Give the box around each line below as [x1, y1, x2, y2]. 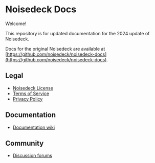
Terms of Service [12, 90, 50, 97]
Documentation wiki [12, 124, 55, 130]
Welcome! [5, 20, 27, 27]
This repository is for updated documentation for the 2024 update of [5, 30, 150, 36]
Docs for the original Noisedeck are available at [5, 45, 105, 52]
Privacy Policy [12, 96, 43, 102]
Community [5, 139, 44, 148]
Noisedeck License [12, 85, 54, 91]
